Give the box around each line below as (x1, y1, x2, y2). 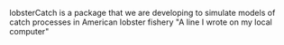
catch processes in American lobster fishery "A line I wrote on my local (9, 17, 272, 27)
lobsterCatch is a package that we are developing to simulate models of (9, 8, 276, 18)
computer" (9, 26, 50, 36)
